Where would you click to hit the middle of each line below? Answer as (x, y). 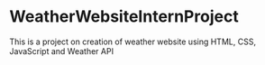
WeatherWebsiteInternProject (124, 17)
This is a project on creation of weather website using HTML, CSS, (133, 42)
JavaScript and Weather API (62, 51)
